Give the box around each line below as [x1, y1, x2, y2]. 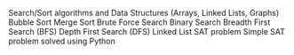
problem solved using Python [8, 35, 116, 46]
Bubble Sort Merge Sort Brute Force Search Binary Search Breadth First [8, 17, 271, 27]
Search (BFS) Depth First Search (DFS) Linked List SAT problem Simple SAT [8, 27, 286, 36]
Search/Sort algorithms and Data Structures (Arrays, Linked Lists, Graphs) [8, 8, 280, 18]
